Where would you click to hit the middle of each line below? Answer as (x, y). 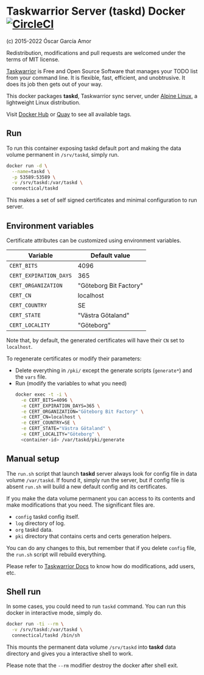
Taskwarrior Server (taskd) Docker (96, 11)
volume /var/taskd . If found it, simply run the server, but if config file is (95, 480)
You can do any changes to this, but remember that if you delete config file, (101, 548)
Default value (111, 255)
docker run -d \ (27, 166)
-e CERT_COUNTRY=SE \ (48, 423)
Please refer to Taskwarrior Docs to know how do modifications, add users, (101, 566)
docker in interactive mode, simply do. (54, 613)
